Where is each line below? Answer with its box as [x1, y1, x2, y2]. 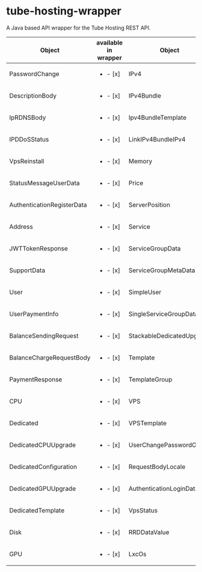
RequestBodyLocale [128, 462, 186, 471]
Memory [128, 157, 153, 165]
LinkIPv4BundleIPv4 [128, 135, 186, 143]
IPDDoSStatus [9, 135, 49, 143]
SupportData [9, 266, 46, 275]
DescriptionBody [9, 92, 57, 100]
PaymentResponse [9, 375, 63, 384]
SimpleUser [128, 288, 162, 296]
